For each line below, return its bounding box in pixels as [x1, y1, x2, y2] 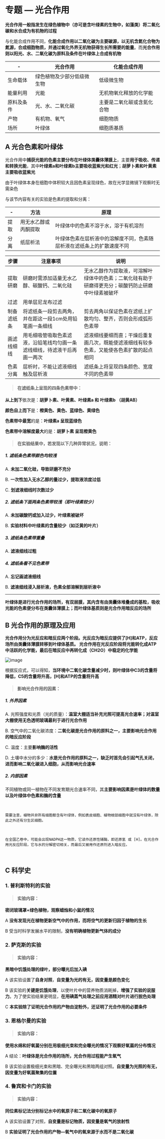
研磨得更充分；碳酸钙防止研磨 [83, 282, 153, 289]
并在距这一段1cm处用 [23, 315, 73, 322]
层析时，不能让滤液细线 [23, 363, 77, 370]
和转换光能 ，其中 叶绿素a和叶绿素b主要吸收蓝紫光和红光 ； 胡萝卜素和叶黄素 [5, 163, 157, 169]
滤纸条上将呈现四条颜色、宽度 [83, 363, 153, 370]
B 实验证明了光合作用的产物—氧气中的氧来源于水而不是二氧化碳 [5, 1129, 134, 1135]
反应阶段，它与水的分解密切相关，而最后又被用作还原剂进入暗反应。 [12, 842, 130, 847]
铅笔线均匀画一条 [37, 339, 77, 346]
